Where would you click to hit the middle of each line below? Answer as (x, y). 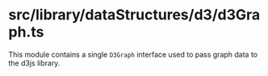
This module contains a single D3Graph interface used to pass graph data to (133, 54)
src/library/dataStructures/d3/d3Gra (134, 15)
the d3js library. (34, 63)
